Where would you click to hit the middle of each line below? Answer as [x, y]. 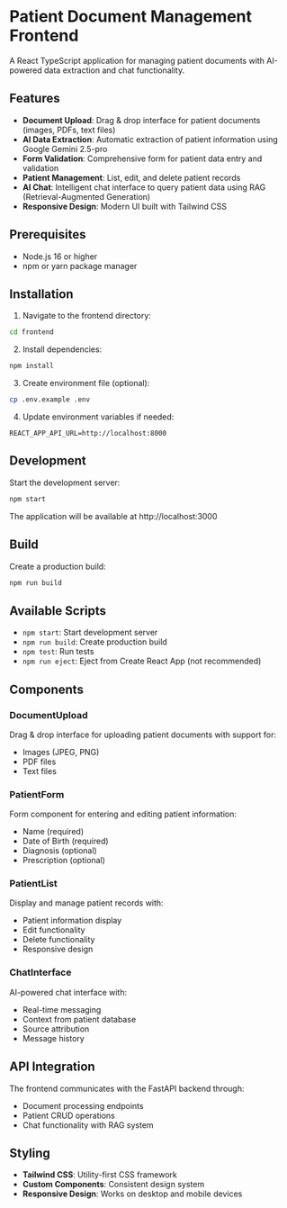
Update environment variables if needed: [98, 417]
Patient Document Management [131, 17]
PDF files [39, 762]
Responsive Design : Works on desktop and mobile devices [132, 1194]
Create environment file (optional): [86, 383]
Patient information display [72, 921]
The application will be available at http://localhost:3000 [113, 516]
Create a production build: [58, 566]
